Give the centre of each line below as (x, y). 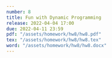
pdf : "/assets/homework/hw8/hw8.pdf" (54, 34)
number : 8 (19, 12)
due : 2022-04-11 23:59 (35, 29)
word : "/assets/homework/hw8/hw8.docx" (57, 46)
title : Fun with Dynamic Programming (54, 18)
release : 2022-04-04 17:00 (40, 23)
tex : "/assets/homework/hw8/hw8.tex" (54, 40)
